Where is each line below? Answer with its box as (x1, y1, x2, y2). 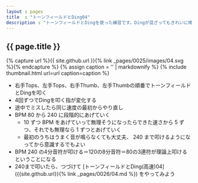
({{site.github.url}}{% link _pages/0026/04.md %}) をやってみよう (14, 171, 176, 178)
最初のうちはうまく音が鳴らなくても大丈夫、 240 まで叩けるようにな (23, 133, 191, 140)
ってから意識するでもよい (23, 141, 85, 148)
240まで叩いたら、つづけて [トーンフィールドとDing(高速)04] (14, 163, 165, 170)
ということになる (14, 156, 57, 163)
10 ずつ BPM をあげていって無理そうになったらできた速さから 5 (23, 119, 178, 126)
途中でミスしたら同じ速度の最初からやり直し (14, 104, 124, 111)
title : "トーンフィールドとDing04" (6, 14, 90, 20)
